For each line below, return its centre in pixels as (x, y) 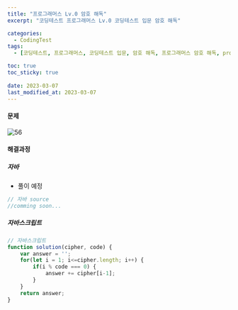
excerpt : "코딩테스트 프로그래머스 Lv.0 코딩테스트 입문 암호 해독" (94, 21)
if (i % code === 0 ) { (65, 267)
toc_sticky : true (33, 72)
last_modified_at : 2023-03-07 (52, 92)
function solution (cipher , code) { (60, 247)
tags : (15, 47)
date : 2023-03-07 (33, 86)
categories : (25, 33)
